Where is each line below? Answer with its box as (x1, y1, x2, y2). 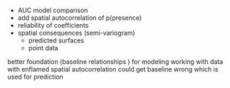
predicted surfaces (28, 36, 84, 45)
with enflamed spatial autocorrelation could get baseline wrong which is (7, 65, 219, 73)
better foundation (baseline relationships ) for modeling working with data (7, 57, 224, 66)
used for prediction (7, 72, 64, 81)
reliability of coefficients (17, 21, 89, 29)
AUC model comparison (17, 6, 88, 14)
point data (28, 44, 58, 52)
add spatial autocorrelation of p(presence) (17, 13, 142, 22)
